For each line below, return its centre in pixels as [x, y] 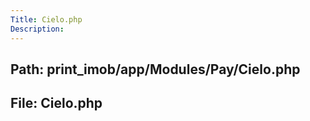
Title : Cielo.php [46, 19]
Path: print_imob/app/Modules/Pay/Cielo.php [155, 69]
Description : [37, 29]
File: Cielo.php [56, 103]
